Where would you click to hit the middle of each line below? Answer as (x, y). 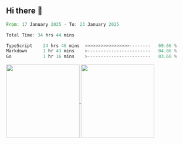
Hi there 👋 (24, 11)
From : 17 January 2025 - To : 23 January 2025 (62, 24)
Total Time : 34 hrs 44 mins (40, 35)
